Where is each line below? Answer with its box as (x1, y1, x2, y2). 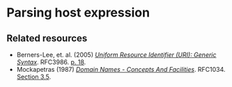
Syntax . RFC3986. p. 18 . (16, 58, 86, 66)
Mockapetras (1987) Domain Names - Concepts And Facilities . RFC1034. (16, 66, 226, 73)
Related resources (6, 32, 88, 44)
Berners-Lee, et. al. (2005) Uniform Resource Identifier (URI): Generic (16, 50, 217, 59)
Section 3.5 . (16, 72, 52, 81)
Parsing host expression (6, 5, 150, 21)
